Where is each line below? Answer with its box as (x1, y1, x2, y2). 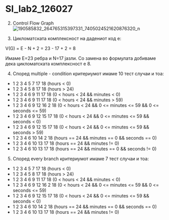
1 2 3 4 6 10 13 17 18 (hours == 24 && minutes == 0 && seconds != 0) (12, 145, 157, 151)
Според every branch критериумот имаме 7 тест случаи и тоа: (12, 156, 149, 162)
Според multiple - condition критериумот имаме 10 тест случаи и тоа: (12, 70, 164, 77)
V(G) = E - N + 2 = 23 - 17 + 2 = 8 (5, 45, 76, 51)
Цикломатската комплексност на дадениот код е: (12, 35, 122, 41)
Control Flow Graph (12, 20, 54, 26)
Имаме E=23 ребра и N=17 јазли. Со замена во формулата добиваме (5, 55, 156, 61)
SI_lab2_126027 (5, 3, 73, 15)
